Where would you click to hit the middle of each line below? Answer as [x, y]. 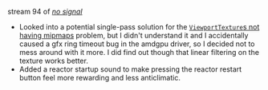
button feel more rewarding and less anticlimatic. [100, 78]
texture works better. [54, 61]
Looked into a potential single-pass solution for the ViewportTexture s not [139, 27]
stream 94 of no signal [45, 12]
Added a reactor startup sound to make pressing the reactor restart [130, 69]
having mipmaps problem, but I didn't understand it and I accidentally [134, 35]
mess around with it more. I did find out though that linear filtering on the [139, 52]
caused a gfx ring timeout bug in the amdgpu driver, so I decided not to [137, 44]
